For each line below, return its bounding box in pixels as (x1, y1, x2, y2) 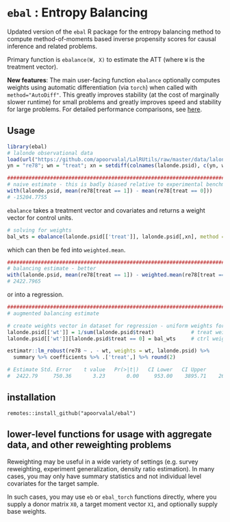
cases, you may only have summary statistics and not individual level (7, 472, 202, 480)
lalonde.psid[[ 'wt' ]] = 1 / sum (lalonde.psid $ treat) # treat (7, 329, 213, 335)
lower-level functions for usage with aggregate (7, 429, 212, 440)
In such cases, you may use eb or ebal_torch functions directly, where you (7, 493, 217, 501)
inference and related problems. (7, 42, 98, 50)
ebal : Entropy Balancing (7, 5, 149, 21)
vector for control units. (7, 213, 73, 222)
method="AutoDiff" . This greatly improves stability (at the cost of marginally (7, 91, 220, 99)
